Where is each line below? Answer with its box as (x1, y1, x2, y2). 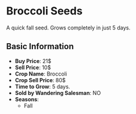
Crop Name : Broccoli (14, 70, 67, 77)
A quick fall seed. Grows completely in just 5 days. (6, 24, 131, 31)
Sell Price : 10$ (14, 64, 51, 71)
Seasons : (14, 95, 39, 103)
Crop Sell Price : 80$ (14, 76, 66, 83)
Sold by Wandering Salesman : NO (14, 89, 101, 97)
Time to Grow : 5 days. (14, 83, 71, 90)
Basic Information (6, 41, 74, 52)
